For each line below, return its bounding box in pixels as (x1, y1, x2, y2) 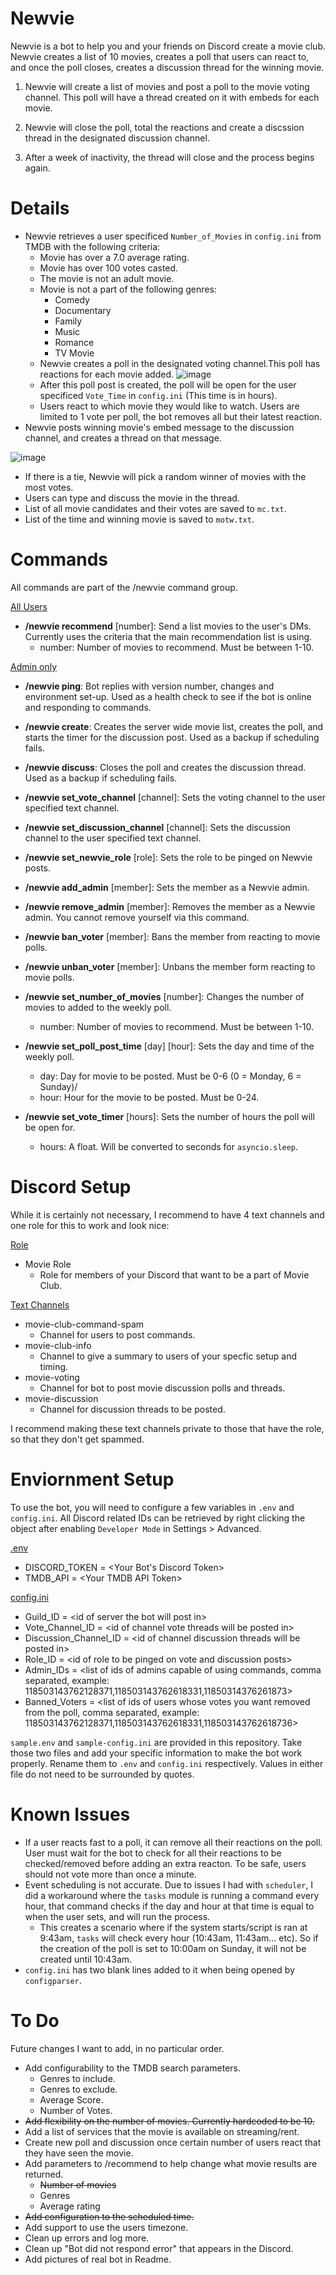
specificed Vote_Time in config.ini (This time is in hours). (39, 389, 278, 401)
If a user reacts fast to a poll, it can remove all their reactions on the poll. (24, 1836, 323, 1848)
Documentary (54, 304, 112, 316)
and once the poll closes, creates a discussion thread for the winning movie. (10, 61, 325, 73)
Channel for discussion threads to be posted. (39, 1403, 226, 1415)
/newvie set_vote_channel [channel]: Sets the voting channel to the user (24, 791, 326, 803)
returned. (24, 2168, 64, 2180)
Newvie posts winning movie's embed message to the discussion (24, 421, 295, 433)
